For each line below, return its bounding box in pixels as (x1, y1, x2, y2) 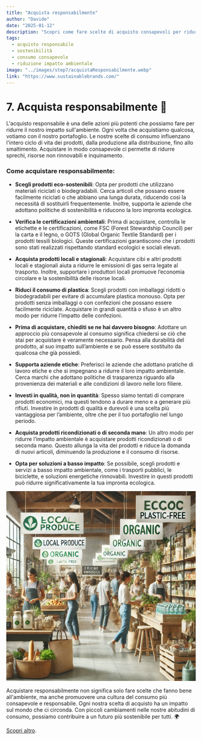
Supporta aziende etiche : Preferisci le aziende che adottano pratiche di (14, 360, 194, 368)
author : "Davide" (6, 16, 50, 22)
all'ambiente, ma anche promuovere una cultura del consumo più (6, 693, 167, 700)
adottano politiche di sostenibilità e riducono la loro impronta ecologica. (14, 206, 192, 213)
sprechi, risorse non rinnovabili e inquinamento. (6, 152, 124, 159)
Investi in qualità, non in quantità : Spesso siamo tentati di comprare (14, 392, 185, 399)
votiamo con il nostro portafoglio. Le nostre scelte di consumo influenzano (6, 133, 191, 140)
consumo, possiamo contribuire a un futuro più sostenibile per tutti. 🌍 (6, 713, 180, 720)
